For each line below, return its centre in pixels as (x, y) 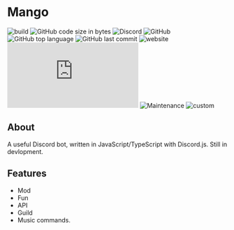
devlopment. (25, 151)
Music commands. (44, 220)
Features (27, 174)
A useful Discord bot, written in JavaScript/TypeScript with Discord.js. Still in (117, 144)
